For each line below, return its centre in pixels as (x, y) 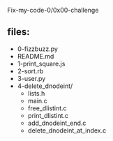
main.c (37, 101)
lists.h (36, 93)
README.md (36, 56)
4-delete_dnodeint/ (45, 86)
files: (18, 32)
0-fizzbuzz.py (37, 49)
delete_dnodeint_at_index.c (67, 130)
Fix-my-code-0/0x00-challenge (53, 10)
